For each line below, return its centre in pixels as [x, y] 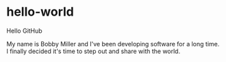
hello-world [40, 12]
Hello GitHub [24, 31]
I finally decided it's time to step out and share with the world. [93, 51]
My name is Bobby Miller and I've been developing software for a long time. [113, 44]
